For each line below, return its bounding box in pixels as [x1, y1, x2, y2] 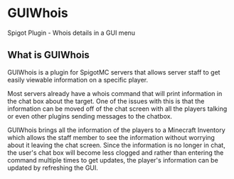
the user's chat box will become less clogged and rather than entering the [7, 148, 224, 157]
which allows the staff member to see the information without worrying [7, 133, 216, 141]
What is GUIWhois [7, 49, 90, 61]
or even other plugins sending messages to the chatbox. [7, 112, 173, 120]
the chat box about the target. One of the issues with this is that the [7, 97, 205, 105]
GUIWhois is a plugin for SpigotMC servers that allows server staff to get [7, 67, 220, 76]
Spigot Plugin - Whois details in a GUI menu [7, 28, 136, 37]
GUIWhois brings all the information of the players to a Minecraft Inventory [7, 126, 225, 134]
